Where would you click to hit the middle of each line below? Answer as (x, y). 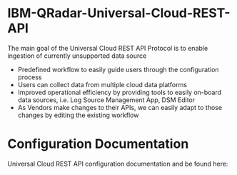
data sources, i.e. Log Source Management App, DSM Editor (106, 100)
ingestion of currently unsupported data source (77, 56)
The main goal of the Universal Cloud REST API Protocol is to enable (108, 48)
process (30, 77)
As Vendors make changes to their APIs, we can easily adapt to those (120, 107)
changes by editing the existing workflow (78, 115)
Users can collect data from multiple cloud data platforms (102, 84)
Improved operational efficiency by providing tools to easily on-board (120, 92)
